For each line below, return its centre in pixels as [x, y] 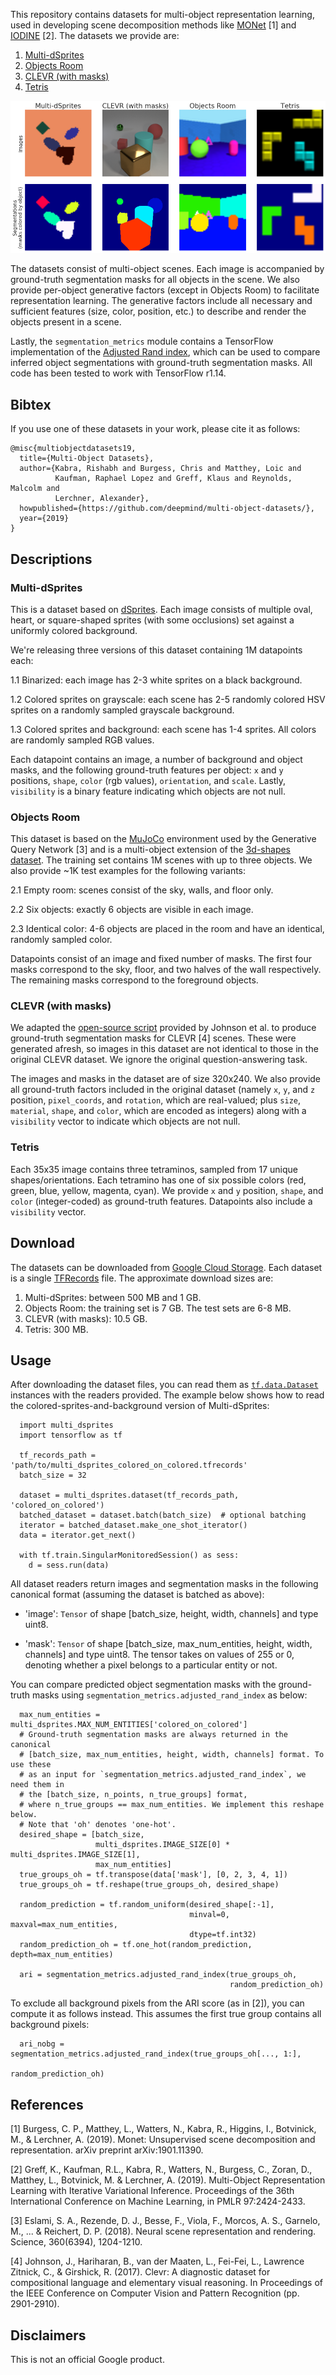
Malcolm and [35, 489]
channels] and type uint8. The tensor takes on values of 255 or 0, [159, 1655]
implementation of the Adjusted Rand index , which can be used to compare [165, 352]
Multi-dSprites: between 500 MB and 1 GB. [113, 1297]
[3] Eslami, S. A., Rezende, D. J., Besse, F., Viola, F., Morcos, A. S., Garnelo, [165, 2221]
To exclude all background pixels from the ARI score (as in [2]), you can [157, 2003]
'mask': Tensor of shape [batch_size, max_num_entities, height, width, [168, 1644]
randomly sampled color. [61, 940]
